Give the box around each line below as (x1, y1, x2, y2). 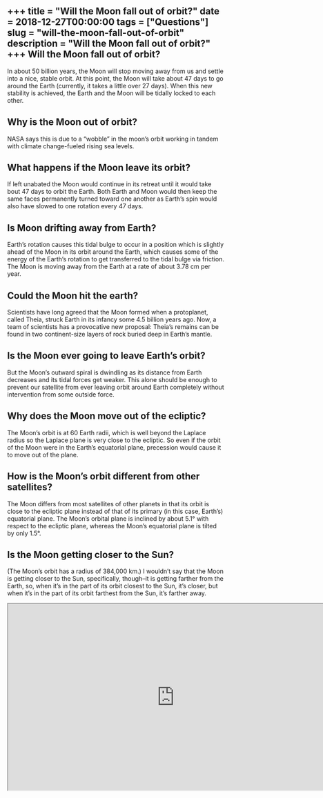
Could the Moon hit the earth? (7, 290, 139, 301)
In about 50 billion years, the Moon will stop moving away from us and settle (7, 67, 224, 75)
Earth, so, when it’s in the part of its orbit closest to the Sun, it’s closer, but (7, 582, 218, 590)
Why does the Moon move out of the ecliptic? (7, 410, 206, 422)
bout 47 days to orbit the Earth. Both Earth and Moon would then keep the (7, 188, 217, 196)
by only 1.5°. (7, 529, 41, 537)
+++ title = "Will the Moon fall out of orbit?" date (7, 6, 219, 17)
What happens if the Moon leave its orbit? (7, 162, 191, 174)
